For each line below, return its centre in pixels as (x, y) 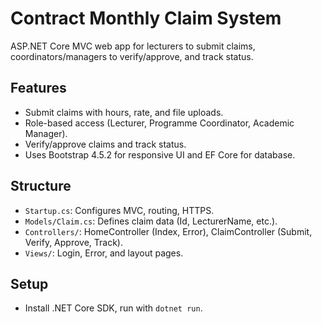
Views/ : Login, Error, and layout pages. (104, 253)
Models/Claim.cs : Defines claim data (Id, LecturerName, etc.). (151, 221)
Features (38, 88)
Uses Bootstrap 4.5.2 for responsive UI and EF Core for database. (160, 154)
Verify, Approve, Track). (73, 242)
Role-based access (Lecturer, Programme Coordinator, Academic (159, 123)
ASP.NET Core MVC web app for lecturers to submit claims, (133, 46)
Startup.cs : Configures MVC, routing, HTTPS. (119, 210)
